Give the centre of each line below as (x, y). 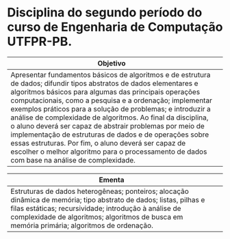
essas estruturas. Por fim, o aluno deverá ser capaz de (98, 143)
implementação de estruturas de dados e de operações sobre (110, 135)
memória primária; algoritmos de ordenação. (82, 225)
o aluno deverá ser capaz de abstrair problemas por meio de (108, 126)
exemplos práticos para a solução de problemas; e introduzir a (111, 109)
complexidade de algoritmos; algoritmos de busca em (97, 216)
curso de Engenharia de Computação (115, 27)
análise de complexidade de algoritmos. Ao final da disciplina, (110, 117)
